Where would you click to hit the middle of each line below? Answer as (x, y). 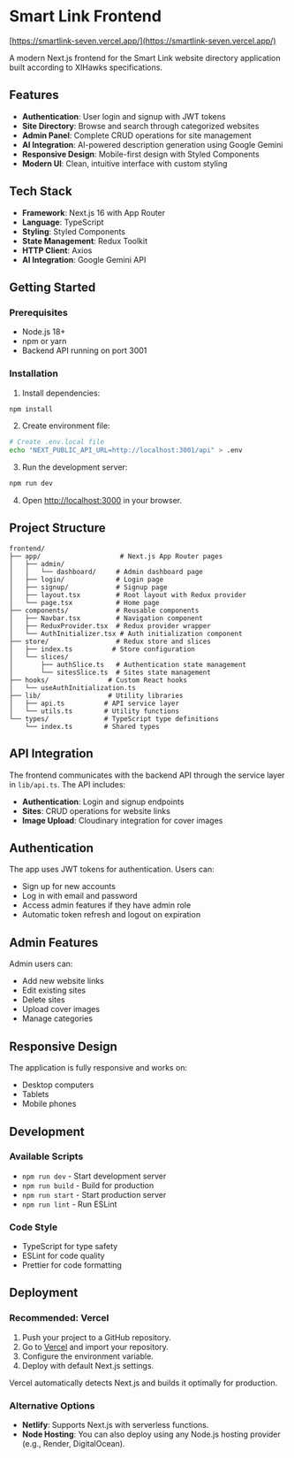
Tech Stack (41, 192)
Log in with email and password (80, 896)
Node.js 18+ (44, 332)
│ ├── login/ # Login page (87, 579)
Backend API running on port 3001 (84, 350)
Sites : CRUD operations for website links (96, 810)
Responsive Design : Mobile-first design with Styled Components (141, 154)
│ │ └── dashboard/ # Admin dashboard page (106, 572)
